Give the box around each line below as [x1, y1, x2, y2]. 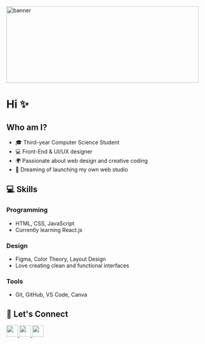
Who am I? [6, 122, 48, 132]
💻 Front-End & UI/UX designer [15, 148, 93, 155]
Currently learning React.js [15, 226, 82, 233]
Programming [6, 206, 48, 214]
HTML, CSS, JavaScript [15, 220, 75, 227]
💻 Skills [6, 184, 38, 195]
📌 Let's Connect [6, 308, 68, 319]
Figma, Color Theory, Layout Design [15, 255, 106, 263]
